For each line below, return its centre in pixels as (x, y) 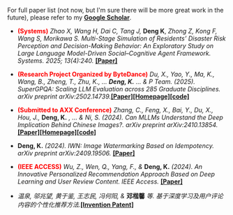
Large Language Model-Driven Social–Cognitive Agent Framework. (114, 53)
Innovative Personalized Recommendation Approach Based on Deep (116, 174)
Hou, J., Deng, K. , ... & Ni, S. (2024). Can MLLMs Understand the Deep (120, 117)
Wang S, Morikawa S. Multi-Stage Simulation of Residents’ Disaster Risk (121, 38)
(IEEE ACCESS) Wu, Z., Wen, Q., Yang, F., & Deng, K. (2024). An (110, 166)
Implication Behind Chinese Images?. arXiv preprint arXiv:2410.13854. (118, 125)
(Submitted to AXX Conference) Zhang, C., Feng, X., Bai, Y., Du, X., (115, 110)
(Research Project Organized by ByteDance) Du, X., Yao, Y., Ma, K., (116, 74)
